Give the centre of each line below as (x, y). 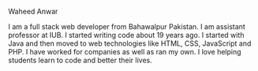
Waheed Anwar (33, 11)
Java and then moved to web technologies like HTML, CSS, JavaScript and (130, 43)
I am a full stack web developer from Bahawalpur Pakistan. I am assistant (127, 26)
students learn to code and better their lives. (80, 60)
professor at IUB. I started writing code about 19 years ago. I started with (126, 35)
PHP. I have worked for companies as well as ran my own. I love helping (125, 52)
